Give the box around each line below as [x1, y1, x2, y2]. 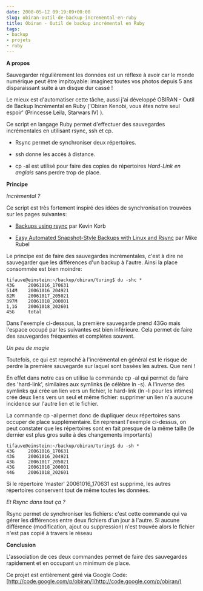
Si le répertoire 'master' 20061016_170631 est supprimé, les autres [6, 480, 171, 487]
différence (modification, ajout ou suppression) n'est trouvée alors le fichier [6, 523, 195, 530]
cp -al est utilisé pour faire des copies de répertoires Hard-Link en [15, 162, 181, 169]
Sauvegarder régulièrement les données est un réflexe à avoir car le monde [6, 71, 195, 78]
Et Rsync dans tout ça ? [6, 498, 65, 505]
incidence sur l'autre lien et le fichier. [6, 400, 99, 407]
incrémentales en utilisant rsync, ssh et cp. [6, 127, 113, 134]
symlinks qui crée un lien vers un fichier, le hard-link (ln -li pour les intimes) [6, 387, 194, 394]
